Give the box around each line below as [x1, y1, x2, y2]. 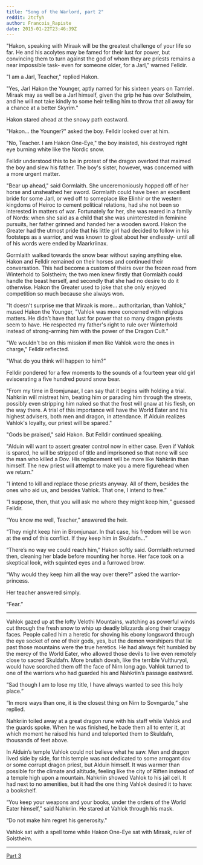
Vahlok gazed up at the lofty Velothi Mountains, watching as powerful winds [6, 618, 195, 626]
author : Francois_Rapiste [6, 20, 71, 26]
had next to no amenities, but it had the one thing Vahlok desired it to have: [6, 780, 193, 788]
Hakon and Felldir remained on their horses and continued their [6, 258, 164, 265]
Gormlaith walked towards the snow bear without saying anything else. [6, 251, 182, 259]
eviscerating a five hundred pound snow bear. [6, 375, 121, 383]
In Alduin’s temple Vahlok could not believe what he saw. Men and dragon [6, 748, 190, 756]
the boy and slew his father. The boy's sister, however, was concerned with [6, 164, 194, 171]
